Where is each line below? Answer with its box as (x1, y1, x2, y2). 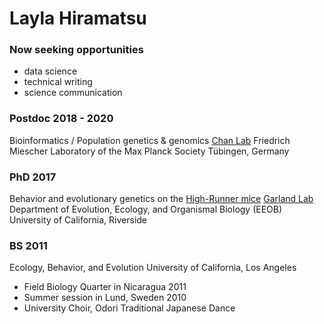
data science (23, 65, 78, 77)
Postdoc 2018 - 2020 (9, 112, 114, 126)
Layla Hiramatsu (9, 7, 147, 30)
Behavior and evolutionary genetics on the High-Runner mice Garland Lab (9, 193, 314, 205)
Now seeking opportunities (9, 43, 144, 57)
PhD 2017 (9, 170, 57, 184)
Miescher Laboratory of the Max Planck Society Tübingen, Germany (9, 145, 290, 157)
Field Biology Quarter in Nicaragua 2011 (23, 281, 187, 293)
